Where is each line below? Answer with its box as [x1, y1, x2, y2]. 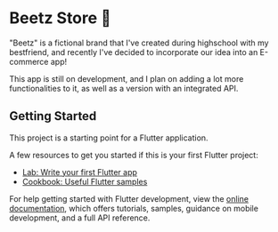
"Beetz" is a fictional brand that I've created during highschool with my [9, 37, 269, 48]
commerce [9, 56, 49, 67]
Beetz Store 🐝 [9, 8, 111, 28]
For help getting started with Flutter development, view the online [9, 193, 249, 204]
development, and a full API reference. [9, 212, 151, 223]
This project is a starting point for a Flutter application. [9, 132, 208, 143]
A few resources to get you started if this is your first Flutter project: [9, 149, 258, 160]
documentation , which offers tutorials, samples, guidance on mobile [9, 203, 258, 213]
